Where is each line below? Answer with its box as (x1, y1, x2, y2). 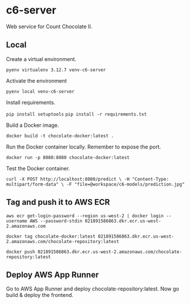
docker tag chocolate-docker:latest (6, 233, 96, 239)
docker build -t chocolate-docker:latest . (6, 133, 114, 139)
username (6, 218, 28, 224)
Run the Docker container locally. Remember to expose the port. (6, 143, 161, 150)
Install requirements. (6, 99, 56, 106)
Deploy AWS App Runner (6, 269, 99, 279)
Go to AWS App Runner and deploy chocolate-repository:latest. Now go (6, 285, 179, 292)
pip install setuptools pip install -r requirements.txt (6, 111, 147, 117)
